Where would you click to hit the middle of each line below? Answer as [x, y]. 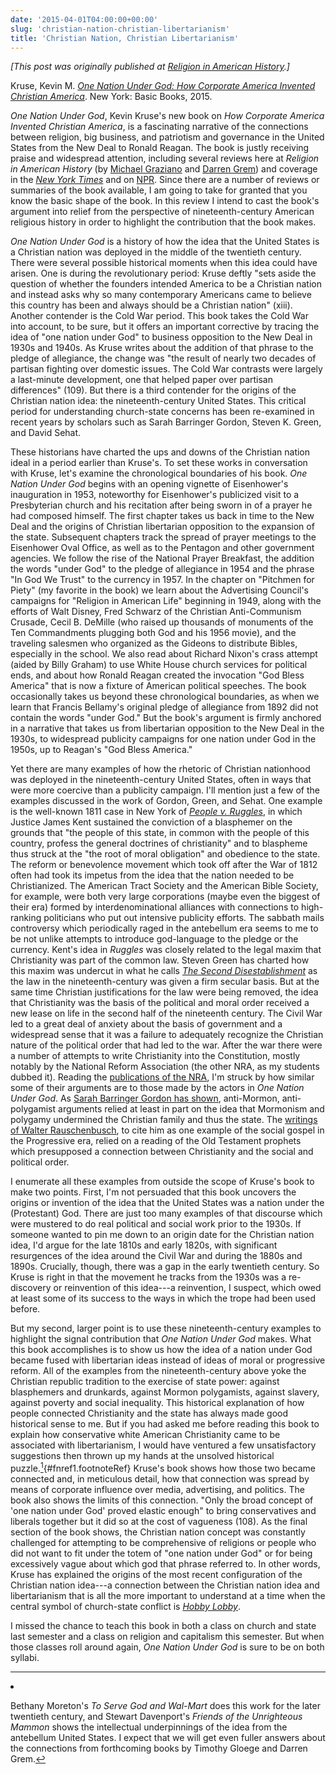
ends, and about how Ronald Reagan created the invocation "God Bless [157, 675]
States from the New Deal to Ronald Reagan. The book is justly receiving [160, 148]
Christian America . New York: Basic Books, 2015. [111, 97]
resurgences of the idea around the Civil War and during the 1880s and [156, 1256]
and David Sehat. [46, 433]
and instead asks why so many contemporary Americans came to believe [161, 295]
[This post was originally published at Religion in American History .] [150, 67]
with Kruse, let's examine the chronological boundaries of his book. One [159, 473]
